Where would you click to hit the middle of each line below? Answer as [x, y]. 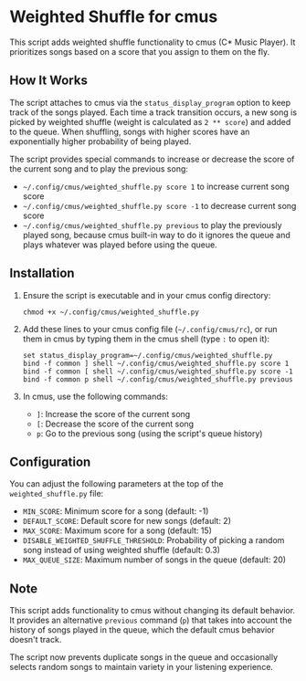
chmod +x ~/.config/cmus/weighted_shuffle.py [111, 312]
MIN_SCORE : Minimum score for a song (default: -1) [116, 511]
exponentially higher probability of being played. [100, 141]
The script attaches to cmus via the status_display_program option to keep [150, 102]
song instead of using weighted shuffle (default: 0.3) [121, 550]
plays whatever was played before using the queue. [120, 245]
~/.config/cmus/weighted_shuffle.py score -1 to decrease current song [159, 205]
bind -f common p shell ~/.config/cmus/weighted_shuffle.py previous [158, 379]
